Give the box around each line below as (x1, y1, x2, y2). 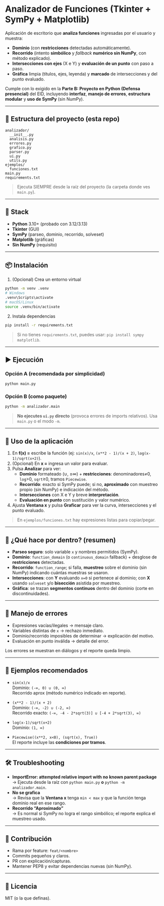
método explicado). (12, 55, 51, 61)
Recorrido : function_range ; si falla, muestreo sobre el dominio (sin (12, 564, 147, 570)
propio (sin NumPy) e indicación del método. (19, 487, 109, 493)
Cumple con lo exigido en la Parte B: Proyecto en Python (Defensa (5, 85, 141, 91)
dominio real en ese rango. (12, 800, 66, 806)
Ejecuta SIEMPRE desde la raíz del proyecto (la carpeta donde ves (17, 184, 150, 189)
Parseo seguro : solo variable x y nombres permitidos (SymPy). (12, 549, 139, 555)
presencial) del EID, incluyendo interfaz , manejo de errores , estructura (5, 91, 150, 97)
